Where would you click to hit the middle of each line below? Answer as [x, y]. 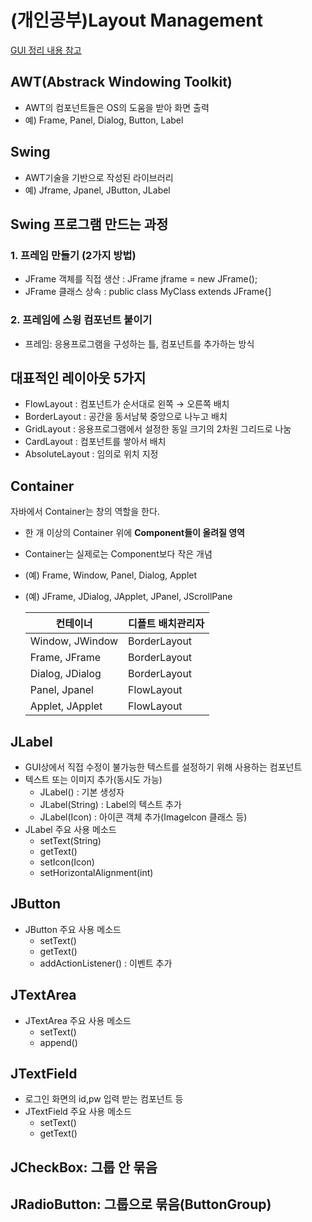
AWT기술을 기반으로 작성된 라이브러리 [99, 177]
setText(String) [70, 840]
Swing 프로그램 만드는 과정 [89, 224]
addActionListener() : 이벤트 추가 [106, 963]
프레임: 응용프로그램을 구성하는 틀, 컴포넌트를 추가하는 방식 [139, 343]
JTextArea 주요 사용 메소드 [78, 1020]
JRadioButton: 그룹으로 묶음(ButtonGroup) [141, 1204]
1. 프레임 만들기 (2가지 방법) [73, 255]
